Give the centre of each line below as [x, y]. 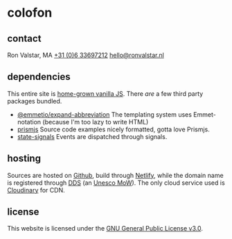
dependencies [39, 77]
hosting [24, 159]
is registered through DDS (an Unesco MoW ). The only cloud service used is [116, 183]
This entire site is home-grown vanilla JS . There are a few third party [105, 93]
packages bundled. [35, 101]
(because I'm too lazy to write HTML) [96, 122]
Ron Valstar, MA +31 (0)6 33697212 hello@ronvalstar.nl [86, 55]
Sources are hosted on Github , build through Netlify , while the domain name [115, 175]
